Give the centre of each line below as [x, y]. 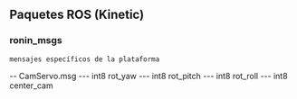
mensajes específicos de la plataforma [85, 59]
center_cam [31, 85]
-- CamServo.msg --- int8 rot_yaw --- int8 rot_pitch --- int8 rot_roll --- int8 [148, 76]
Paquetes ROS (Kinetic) [77, 15]
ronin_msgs [36, 40]
